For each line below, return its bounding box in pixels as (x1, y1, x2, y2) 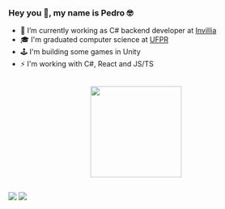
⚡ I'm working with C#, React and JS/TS (19, 59, 154, 69)
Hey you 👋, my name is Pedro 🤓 (8, 7, 134, 19)
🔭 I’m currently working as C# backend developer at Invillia (19, 26, 217, 36)
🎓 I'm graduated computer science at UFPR (19, 35, 168, 45)
